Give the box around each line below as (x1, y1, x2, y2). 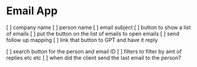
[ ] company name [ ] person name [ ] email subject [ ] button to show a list (6, 24, 191, 31)
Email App (6, 4, 58, 18)
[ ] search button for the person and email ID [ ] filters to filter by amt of (6, 47, 182, 55)
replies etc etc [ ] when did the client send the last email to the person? (6, 54, 181, 61)
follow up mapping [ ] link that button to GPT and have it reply (6, 36, 158, 43)
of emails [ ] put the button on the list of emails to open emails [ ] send (6, 30, 180, 37)
